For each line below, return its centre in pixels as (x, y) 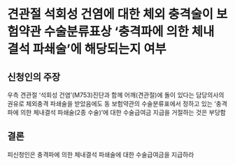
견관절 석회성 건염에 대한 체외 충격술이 (111, 14)
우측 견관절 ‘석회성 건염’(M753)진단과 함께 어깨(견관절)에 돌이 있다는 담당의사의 (116, 95)
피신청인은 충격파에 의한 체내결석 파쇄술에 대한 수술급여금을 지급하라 (101, 155)
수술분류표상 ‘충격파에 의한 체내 (129, 32)
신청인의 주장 (34, 77)
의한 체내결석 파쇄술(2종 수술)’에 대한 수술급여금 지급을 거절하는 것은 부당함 (123, 112)
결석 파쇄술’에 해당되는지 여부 (87, 49)
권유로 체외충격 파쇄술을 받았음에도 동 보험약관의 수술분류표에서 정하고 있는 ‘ (112, 104)
